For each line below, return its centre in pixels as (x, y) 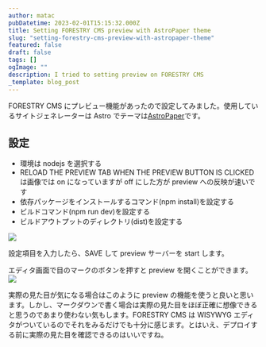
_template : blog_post (44, 82)
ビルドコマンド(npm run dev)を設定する (85, 212)
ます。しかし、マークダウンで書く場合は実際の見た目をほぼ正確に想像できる (133, 305)
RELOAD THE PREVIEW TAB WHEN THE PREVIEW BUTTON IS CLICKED (137, 172)
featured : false (35, 45)
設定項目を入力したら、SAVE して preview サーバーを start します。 (118, 253)
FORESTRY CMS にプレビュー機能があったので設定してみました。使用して (130, 106)
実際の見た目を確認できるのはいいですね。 (98, 335)
